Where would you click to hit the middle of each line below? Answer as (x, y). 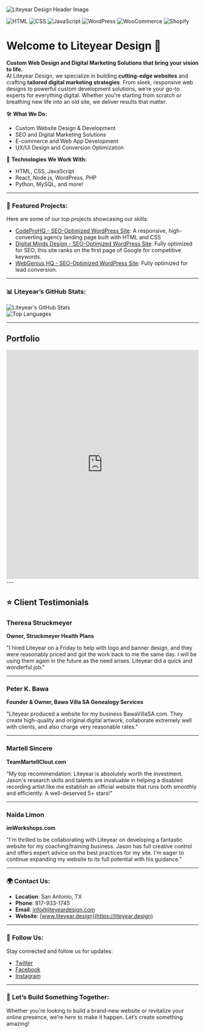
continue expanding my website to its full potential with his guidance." (94, 859)
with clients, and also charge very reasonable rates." (72, 727)
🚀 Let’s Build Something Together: (58, 997)
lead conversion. (36, 270)
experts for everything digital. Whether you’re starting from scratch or (94, 95)
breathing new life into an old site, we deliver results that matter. (87, 101)
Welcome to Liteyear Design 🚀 (84, 46)
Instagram (28, 976)
